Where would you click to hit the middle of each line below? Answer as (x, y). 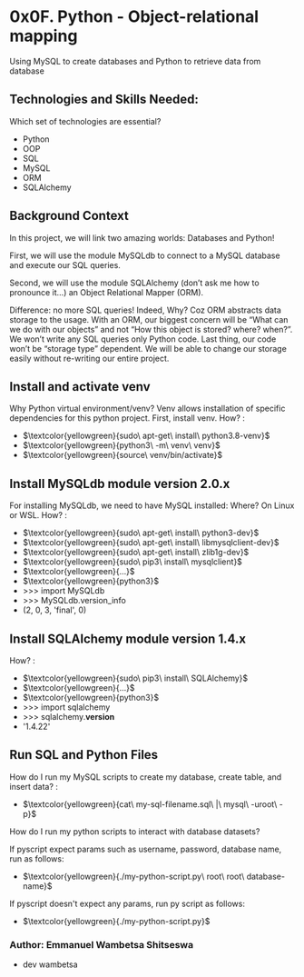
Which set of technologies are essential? (85, 121)
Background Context (69, 216)
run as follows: (37, 858)
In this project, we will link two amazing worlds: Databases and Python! (142, 237)
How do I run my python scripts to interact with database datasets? (135, 831)
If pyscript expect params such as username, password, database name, (146, 849)
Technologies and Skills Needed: (104, 100)
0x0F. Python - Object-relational (134, 17)
